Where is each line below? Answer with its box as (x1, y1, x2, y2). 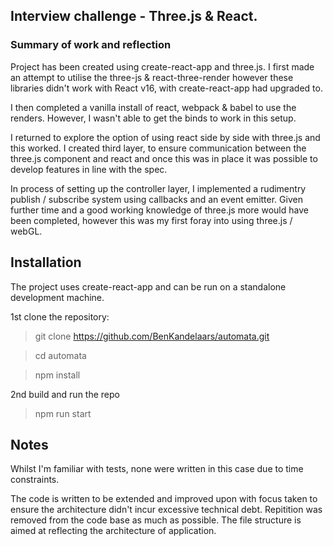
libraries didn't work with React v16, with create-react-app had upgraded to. (10, 82, 323, 94)
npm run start (34, 407, 92, 419)
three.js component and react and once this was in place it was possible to (10, 152, 318, 164)
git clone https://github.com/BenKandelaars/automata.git (34, 330, 270, 342)
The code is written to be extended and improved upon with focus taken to (10, 493, 318, 505)
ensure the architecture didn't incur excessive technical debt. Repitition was (10, 504, 323, 516)
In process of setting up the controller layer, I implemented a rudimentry (10, 182, 307, 194)
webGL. (10, 225, 43, 237)
